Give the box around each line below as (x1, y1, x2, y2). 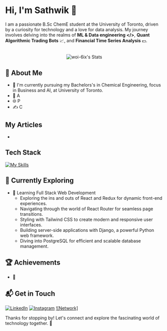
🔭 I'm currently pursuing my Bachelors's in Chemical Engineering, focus (12, 82, 161, 88)
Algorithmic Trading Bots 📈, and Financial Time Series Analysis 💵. (5, 37, 147, 43)
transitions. (20, 211, 44, 217)
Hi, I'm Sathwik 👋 (5, 5, 77, 16)
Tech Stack (5, 148, 41, 157)
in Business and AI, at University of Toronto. (12, 88, 104, 94)
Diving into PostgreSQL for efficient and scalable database (20, 237, 141, 243)
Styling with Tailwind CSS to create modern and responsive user (20, 216, 153, 222)
